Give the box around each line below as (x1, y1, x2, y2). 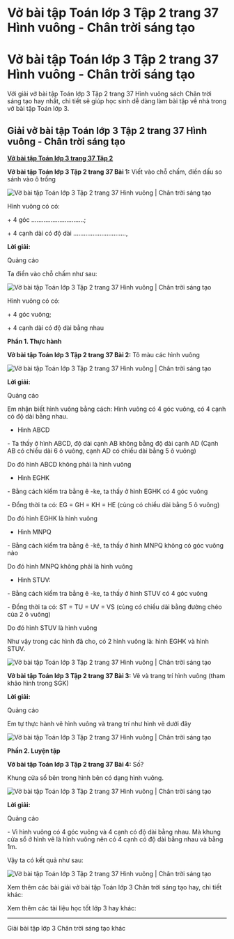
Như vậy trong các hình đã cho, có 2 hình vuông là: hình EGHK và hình (7, 637, 209, 645)
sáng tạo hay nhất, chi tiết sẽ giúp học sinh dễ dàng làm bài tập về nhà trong (7, 97, 227, 105)
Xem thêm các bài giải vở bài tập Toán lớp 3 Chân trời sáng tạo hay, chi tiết (7, 882, 222, 891)
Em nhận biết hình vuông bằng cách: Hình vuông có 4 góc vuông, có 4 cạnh (7, 405, 226, 413)
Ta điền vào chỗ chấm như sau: (7, 269, 97, 278)
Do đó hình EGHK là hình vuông (7, 514, 97, 523)
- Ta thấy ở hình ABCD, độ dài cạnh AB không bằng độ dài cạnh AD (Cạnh (7, 439, 219, 447)
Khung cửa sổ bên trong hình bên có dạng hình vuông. (7, 773, 164, 782)
